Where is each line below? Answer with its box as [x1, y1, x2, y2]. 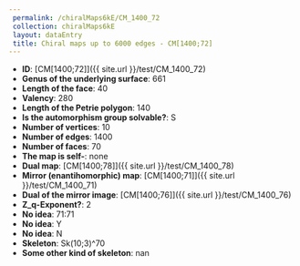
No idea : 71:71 [21, 209, 75, 220]
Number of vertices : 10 [21, 122, 110, 133]
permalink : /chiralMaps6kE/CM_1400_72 [12, 13, 160, 23]
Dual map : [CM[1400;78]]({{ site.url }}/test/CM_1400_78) [21, 160, 234, 171]
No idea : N [21, 229, 63, 240]
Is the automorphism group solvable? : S [21, 112, 177, 123]
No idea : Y [21, 219, 63, 230]
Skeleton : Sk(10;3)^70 [21, 238, 106, 249]
